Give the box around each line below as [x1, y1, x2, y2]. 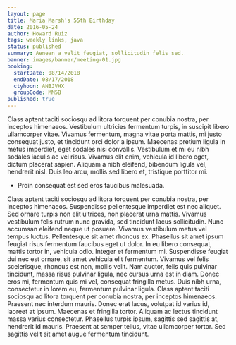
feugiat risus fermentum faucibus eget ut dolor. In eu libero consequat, [7, 240, 213, 248]
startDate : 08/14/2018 [13, 69, 80, 76]
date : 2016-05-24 [7, 23, 58, 30]
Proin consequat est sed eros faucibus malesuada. [17, 181, 165, 189]
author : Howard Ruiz [7, 30, 68, 37]
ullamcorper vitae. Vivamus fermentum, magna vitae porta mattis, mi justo [7, 130, 222, 138]
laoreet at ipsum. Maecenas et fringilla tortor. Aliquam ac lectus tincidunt [7, 308, 218, 315]
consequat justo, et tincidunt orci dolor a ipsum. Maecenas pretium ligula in [7, 138, 225, 145]
